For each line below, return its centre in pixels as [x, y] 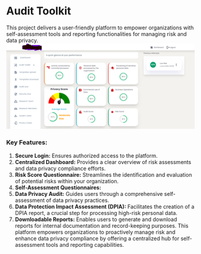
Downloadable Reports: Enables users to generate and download [96, 219]
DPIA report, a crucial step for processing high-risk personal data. [96, 213]
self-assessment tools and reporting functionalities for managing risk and [97, 34]
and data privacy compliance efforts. [60, 168]
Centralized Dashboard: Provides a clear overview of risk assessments [103, 162]
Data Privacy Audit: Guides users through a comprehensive [89, 193]
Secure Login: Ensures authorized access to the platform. [86, 155]
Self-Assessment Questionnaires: [58, 188]
